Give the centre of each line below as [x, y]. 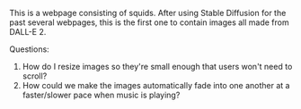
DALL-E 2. [28, 32]
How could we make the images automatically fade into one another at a [156, 85]
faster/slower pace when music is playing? [101, 95]
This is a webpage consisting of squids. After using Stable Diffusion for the [148, 13]
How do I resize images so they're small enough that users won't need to [157, 67]
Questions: [29, 49]
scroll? [35, 76]
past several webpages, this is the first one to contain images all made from [149, 22]
